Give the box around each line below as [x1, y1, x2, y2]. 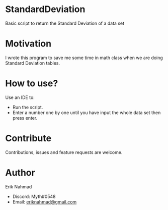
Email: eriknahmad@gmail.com [12, 198, 77, 205]
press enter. [12, 115, 38, 121]
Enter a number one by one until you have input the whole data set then [12, 110, 161, 116]
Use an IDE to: [5, 94, 35, 100]
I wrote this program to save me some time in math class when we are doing [5, 55, 163, 61]
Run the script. [12, 104, 43, 110]
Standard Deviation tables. [5, 60, 60, 66]
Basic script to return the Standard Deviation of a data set [5, 20, 125, 26]
